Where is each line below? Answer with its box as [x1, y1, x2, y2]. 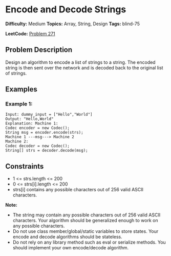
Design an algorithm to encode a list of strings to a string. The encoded [5, 59, 156, 65]
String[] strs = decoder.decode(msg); [5, 148, 88, 153]
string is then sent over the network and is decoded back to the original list [5, 64, 163, 70]
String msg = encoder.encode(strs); [5, 130, 83, 135]
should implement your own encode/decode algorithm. [12, 245, 129, 251]
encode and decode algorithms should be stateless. [12, 234, 122, 240]
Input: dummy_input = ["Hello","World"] [5, 112, 93, 117]
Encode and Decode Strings [5, 4, 126, 15]
